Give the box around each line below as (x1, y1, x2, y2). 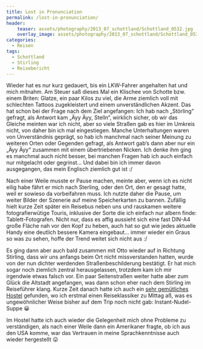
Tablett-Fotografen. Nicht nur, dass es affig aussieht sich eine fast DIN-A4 (6, 216, 191, 223)
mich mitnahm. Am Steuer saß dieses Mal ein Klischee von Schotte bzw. (6, 88, 185, 96)
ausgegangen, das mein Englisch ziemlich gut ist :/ (6, 165, 133, 173)
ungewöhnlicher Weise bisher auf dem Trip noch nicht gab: (6, 298, 153, 306)
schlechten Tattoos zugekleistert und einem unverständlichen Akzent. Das (6, 101, 192, 108)
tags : (6, 48, 20, 55)
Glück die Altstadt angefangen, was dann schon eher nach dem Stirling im (6, 279, 192, 287)
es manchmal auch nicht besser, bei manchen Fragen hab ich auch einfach (6, 153, 193, 160)
